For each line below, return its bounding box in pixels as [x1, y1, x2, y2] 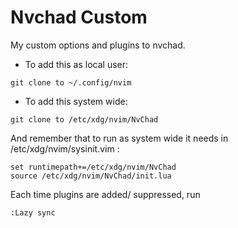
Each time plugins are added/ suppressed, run [10, 188, 201, 200]
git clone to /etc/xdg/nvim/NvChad [10, 114, 159, 125]
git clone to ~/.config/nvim [10, 77, 132, 88]
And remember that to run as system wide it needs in [10, 132, 229, 144]
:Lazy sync [10, 207, 56, 218]
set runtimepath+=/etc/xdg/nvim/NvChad [10, 162, 177, 172]
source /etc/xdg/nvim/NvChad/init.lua [10, 171, 172, 181]
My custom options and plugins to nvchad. [10, 39, 186, 51]
